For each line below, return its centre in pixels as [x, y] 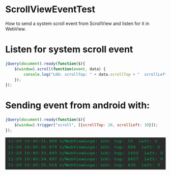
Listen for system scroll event [69, 50]
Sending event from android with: [78, 106]
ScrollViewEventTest [50, 9]
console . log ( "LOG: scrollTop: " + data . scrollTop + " [82, 74]
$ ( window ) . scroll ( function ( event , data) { [60, 69]
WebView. [16, 28]
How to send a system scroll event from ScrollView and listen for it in [77, 23]
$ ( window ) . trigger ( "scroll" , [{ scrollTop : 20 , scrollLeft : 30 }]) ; [86, 125]
